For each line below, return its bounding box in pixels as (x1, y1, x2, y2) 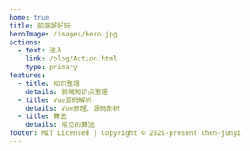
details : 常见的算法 (25, 121, 96, 130)
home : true (9, 12, 50, 22)
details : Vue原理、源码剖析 (25, 104, 121, 113)
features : (9, 71, 46, 80)
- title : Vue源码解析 (17, 95, 92, 105)
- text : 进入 (17, 46, 63, 55)
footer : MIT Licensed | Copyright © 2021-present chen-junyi (9, 129, 242, 138)
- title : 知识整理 (17, 79, 80, 88)
